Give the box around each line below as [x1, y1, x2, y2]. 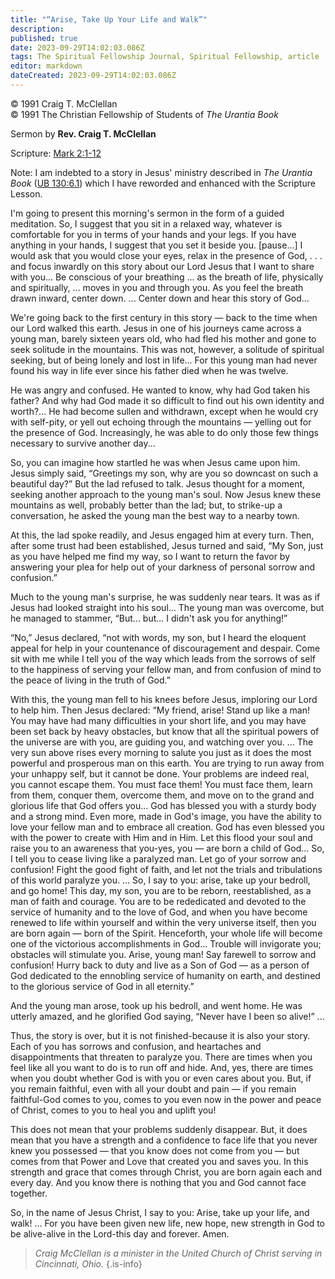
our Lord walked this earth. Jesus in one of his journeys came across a [10, 322, 302, 334]
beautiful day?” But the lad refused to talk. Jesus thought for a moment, [10, 477, 306, 490]
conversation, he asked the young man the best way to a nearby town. [10, 509, 300, 521]
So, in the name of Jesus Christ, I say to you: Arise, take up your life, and [10, 1206, 310, 1218]
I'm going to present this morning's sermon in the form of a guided [10, 207, 285, 219]
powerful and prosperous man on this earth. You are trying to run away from [10, 757, 325, 769]
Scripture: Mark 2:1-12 [10, 147, 102, 159]
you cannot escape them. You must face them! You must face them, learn [10, 778, 313, 790]
